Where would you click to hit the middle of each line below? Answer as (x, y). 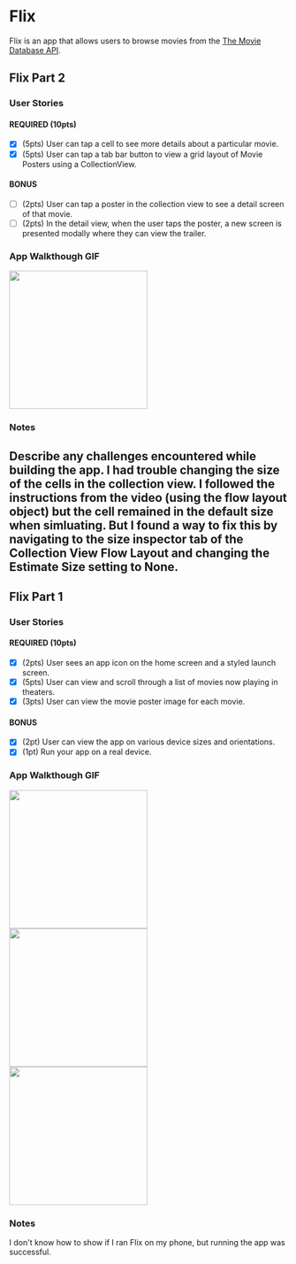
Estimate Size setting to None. (94, 567)
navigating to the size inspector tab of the (126, 539)
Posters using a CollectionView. (79, 164)
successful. (30, 1252)
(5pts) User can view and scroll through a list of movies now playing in (150, 682)
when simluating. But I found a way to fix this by (144, 525)
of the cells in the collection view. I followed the (142, 484)
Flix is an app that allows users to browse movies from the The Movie (135, 41)
